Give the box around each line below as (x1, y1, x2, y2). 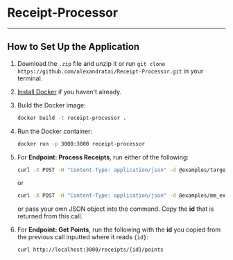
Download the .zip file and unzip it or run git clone (17, 59, 166, 67)
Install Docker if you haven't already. (17, 87, 122, 96)
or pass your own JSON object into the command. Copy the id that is (17, 205, 214, 213)
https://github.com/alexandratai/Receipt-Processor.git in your (17, 67, 204, 75)
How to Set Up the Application (7, 41, 140, 53)
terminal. (17, 74, 43, 83)
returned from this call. (17, 212, 83, 220)
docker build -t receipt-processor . (17, 114, 127, 121)
